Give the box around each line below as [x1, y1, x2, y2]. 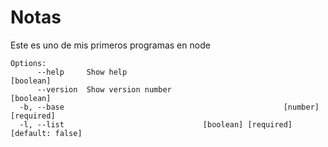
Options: [10, 58, 47, 68]
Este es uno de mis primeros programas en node [10, 39, 211, 51]
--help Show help [36, 67, 128, 77]
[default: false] [10, 128, 83, 138]
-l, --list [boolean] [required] [19, 119, 293, 130]
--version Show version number [36, 84, 172, 95]
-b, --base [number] [19, 102, 320, 112]
